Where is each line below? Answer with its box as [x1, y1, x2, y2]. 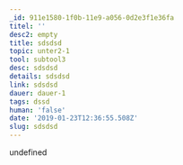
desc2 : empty [9, 30, 58, 39]
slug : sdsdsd [9, 123, 58, 132]
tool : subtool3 [9, 55, 66, 64]
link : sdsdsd [9, 80, 58, 89]
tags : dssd [9, 96, 50, 106]
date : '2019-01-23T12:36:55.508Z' [9, 114, 139, 123]
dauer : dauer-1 [9, 88, 66, 97]
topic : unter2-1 [9, 47, 70, 56]
